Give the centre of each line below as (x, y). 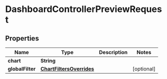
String (48, 61)
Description (113, 52)
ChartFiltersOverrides (67, 69)
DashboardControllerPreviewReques (84, 9)
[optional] (144, 69)
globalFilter (22, 69)
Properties (22, 38)
